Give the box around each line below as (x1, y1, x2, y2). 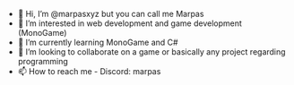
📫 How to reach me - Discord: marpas (17, 66, 161, 76)
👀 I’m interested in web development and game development (17, 18, 242, 29)
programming (17, 56, 69, 66)
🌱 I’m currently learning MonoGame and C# (17, 37, 178, 47)
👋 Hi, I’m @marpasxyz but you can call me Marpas (17, 9, 204, 19)
